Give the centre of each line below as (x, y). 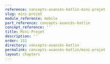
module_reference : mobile (31, 18)
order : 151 (16, 41)
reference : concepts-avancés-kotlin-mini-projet (55, 9)
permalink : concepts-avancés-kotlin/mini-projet (55, 50)
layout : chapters (23, 54)
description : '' (21, 37)
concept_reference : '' (28, 27)
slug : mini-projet (24, 14)
